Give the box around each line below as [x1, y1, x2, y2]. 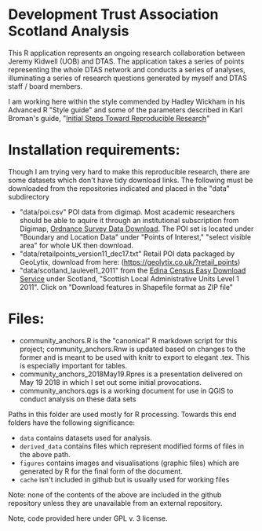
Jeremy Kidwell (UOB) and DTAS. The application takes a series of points [8, 57, 245, 66]
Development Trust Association [8, 5, 219, 24]
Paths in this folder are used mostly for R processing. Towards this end [8, 409, 237, 419]
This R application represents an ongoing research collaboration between [8, 48, 246, 57]
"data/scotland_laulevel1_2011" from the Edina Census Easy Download [19, 265, 246, 275]
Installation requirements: [8, 141, 180, 159]
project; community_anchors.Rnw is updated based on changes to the [19, 344, 246, 353]
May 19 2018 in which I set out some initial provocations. [19, 377, 202, 386]
